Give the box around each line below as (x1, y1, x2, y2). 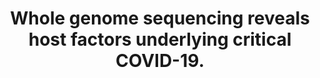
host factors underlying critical (28, 28, 292, 51)
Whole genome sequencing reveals (10, 7, 310, 30)
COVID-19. (115, 50, 205, 72)
